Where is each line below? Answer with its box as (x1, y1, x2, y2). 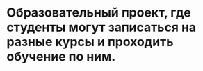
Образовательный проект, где (6, 5, 192, 21)
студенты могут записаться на (6, 19, 197, 35)
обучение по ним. (6, 49, 116, 65)
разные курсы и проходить (6, 34, 174, 50)
